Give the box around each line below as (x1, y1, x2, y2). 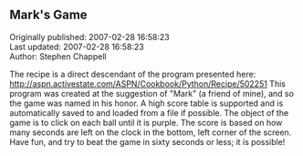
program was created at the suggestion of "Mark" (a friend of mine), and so (9, 88, 295, 99)
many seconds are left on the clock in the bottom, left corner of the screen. (9, 127, 292, 138)
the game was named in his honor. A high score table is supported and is (9, 98, 284, 109)
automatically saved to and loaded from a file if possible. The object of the (9, 107, 289, 118)
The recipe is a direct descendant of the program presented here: (9, 68, 256, 79)
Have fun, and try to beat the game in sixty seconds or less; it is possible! (9, 136, 286, 147)
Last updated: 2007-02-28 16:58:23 (9, 41, 144, 52)
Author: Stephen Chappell (9, 50, 107, 62)
